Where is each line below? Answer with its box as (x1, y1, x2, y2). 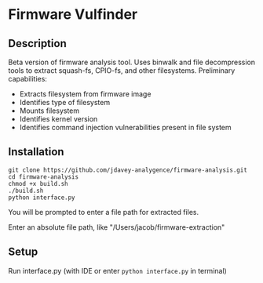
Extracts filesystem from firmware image (19, 89, 152, 99)
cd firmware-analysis (8, 172, 79, 181)
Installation (8, 145, 64, 158)
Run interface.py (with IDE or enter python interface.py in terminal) (8, 266, 228, 275)
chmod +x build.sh (8, 180, 68, 187)
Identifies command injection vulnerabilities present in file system (19, 123, 232, 132)
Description (8, 37, 67, 50)
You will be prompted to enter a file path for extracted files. (8, 207, 199, 216)
